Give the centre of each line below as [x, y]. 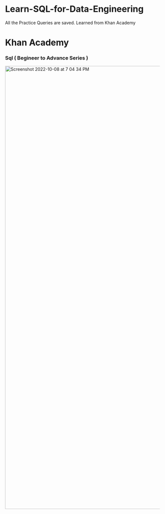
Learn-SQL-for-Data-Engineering [74, 9]
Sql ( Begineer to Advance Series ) [47, 58]
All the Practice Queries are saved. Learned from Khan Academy [70, 23]
